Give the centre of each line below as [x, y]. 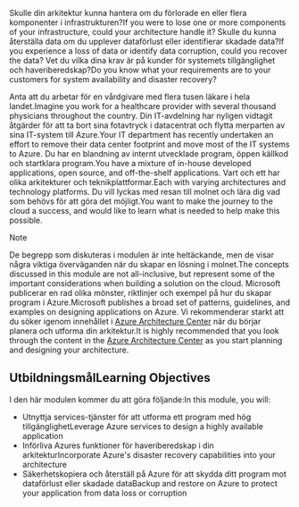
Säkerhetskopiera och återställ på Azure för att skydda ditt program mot [154, 474]
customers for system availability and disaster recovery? [113, 79]
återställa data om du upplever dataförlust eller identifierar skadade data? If [147, 41]
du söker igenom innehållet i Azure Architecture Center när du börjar [135, 321]
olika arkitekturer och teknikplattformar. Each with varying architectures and [148, 182]
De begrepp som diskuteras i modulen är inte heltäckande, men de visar [142, 255]
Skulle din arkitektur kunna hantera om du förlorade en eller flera [128, 13]
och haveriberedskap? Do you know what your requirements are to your [140, 70]
